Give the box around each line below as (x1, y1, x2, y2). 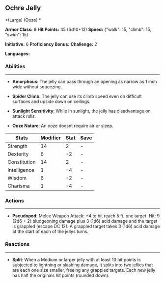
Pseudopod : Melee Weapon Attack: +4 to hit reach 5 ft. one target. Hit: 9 (12, 213, 160, 219)
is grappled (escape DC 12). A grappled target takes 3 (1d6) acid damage (12, 223, 160, 230)
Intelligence (7, 167, 34, 174)
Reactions (5, 241, 30, 248)
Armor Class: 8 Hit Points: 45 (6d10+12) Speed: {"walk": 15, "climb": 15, (5, 26, 151, 32)
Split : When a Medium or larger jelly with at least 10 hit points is (12, 257, 141, 262)
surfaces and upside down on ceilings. (12, 99, 91, 104)
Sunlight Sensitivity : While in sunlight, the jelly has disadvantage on (12, 108, 151, 114)
